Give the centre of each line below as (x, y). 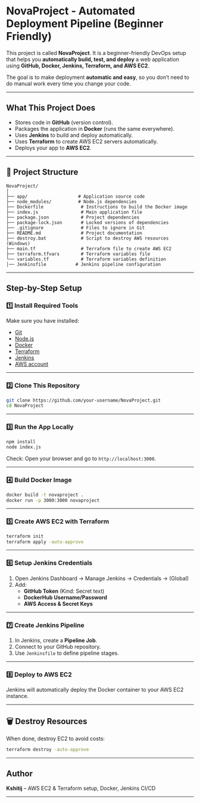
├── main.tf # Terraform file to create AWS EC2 (89, 249)
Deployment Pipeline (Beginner (85, 24)
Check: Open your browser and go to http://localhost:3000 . (81, 459)
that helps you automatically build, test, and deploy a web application (93, 59)
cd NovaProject (25, 406)
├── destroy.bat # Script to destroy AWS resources (87, 238)
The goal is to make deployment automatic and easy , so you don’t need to (98, 77)
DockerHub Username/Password (65, 597)
